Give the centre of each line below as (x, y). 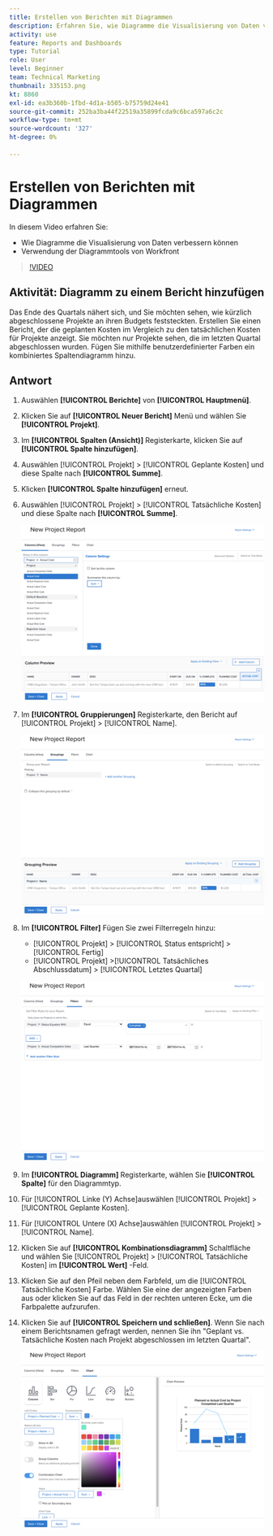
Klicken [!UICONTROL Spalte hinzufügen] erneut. (105, 489)
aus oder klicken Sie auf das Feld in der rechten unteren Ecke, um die (136, 1298)
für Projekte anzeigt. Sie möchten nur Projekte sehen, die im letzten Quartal (135, 338)
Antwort (30, 381)
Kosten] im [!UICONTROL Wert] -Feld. (85, 1265)
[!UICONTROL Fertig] (68, 952)
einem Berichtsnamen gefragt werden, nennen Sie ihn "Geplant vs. (132, 1331)
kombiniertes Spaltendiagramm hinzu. (73, 355)
